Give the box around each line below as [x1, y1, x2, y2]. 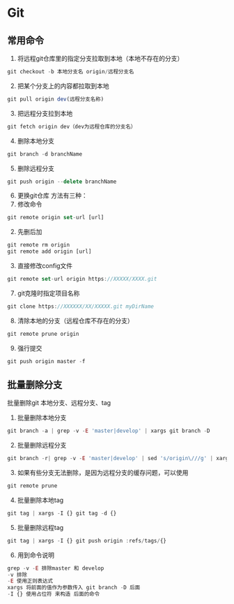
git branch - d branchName [7, 150, 82, 158]
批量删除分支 [7, 378, 63, 390]
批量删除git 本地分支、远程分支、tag [7, 399, 111, 407]
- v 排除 [7, 571, 28, 578]
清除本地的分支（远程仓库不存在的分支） [17, 316, 134, 325]
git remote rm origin [7, 242, 70, 249]
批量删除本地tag [17, 496, 64, 504]
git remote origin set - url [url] [7, 214, 104, 221]
